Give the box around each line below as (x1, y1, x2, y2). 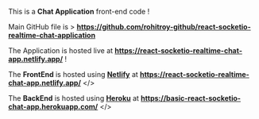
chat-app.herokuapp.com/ (8, 102, 99, 111)
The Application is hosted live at (8, 46, 114, 55)
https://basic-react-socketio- (140, 94, 241, 102)
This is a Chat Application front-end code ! (8, 7, 150, 16)
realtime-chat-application (8, 31, 96, 40)
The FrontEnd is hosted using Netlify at (8, 70, 139, 79)
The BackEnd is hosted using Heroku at (8, 94, 139, 102)
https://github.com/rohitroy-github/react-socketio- (76, 22, 252, 31)
